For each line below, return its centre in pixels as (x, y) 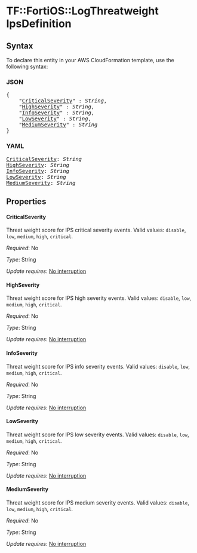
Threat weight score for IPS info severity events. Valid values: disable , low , (98, 366)
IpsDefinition (39, 24)
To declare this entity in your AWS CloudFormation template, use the (90, 60)
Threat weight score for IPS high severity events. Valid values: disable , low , (99, 298)
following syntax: (27, 66)
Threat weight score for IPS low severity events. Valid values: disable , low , (98, 434)
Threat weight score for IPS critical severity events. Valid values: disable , (96, 230)
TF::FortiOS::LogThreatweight (83, 11)
